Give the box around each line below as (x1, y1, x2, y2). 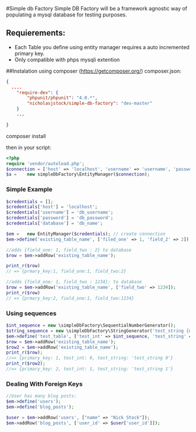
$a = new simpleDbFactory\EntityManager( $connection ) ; (6, 172, 150, 177)
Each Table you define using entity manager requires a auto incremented (14, 43, 190, 50)
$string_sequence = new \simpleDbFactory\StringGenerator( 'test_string (6, 328, 184, 334)
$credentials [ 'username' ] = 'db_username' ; (6, 210, 114, 215)
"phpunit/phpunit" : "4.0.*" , (27, 95, 98, 101)
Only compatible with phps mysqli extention (14, 56, 120, 63)
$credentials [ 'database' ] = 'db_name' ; (6, 221, 103, 227)
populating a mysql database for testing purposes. (6, 11, 127, 18)
